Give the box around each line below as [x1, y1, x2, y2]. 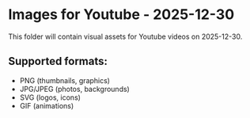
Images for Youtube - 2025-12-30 [8, 6, 235, 24]
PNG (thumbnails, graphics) [19, 75, 111, 85]
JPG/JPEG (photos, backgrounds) [19, 84, 131, 93]
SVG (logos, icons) [19, 93, 81, 102]
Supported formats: [8, 55, 108, 68]
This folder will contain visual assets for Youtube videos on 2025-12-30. [8, 32, 243, 41]
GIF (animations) [19, 101, 74, 110]
